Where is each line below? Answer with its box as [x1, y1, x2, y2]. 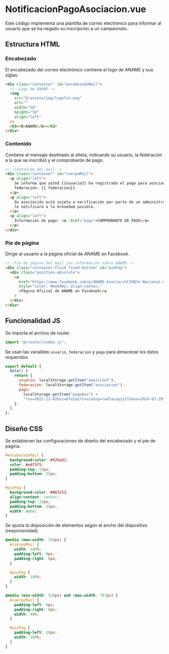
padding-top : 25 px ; [10, 499, 51, 504]
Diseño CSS [5, 424, 43, 433]
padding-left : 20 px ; [14, 630, 57, 635]
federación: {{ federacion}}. [14, 185, 78, 191]
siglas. [5, 72, 19, 78]
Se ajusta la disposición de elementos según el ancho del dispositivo [5, 522, 147, 528]
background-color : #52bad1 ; [10, 457, 69, 462]
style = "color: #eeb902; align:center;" [18, 284, 102, 289]
